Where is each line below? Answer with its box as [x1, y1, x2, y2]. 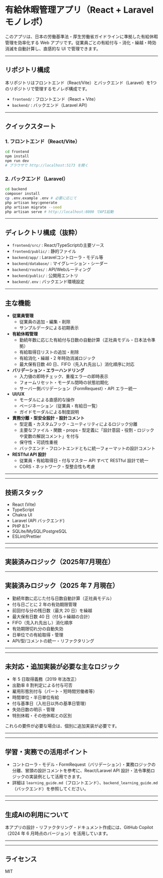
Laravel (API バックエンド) [12, 517, 65, 523]
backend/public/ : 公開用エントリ [12, 273, 79, 278]
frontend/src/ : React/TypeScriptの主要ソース [12, 242, 104, 248]
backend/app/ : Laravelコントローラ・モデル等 [12, 255, 103, 260]
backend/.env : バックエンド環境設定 [12, 279, 85, 285]
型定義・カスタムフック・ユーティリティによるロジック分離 [19, 421, 138, 427]
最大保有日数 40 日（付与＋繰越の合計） [12, 613, 93, 620]
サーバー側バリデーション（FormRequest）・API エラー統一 [19, 386, 137, 392]
